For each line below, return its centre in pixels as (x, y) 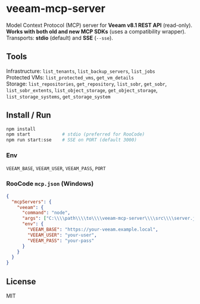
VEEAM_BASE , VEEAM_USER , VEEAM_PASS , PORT (56, 168)
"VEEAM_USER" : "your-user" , (62, 235)
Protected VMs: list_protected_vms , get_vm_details (70, 77)
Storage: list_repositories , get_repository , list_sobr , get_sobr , (87, 84)
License (21, 282)
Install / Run (29, 115)
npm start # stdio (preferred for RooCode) (76, 134)
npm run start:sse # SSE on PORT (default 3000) (71, 140)
